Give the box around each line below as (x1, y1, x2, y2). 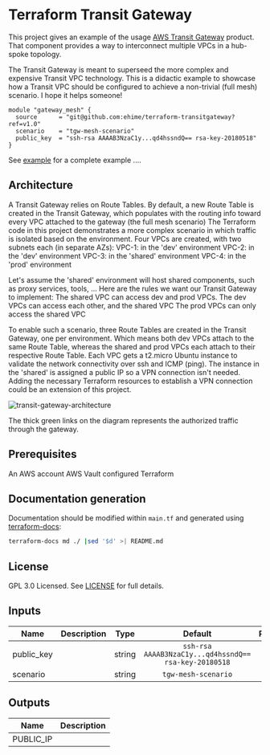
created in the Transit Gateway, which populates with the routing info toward (8, 208, 261, 218)
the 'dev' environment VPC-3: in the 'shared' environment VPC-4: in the (8, 251, 247, 260)
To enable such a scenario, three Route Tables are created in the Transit (8, 324, 247, 334)
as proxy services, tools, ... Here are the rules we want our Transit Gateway (8, 284, 257, 293)
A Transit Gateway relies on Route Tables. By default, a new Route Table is (8, 199, 255, 210)
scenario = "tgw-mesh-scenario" (15, 127, 135, 135)
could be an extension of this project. (8, 384, 132, 394)
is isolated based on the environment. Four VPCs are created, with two (8, 234, 243, 243)
